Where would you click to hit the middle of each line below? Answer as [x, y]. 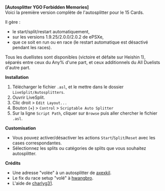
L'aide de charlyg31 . [33, 183]
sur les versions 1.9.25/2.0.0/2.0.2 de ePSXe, [58, 37]
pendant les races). [32, 47]
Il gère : [13, 22]
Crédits [13, 163]
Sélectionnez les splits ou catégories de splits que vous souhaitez [79, 148]
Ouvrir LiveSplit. [29, 97]
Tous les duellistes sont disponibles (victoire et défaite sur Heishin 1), [75, 57]
